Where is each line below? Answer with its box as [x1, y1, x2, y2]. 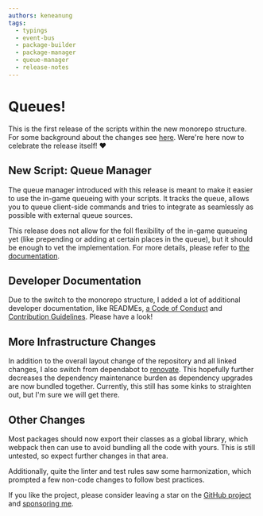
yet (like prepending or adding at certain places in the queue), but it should [8, 234, 253, 243]
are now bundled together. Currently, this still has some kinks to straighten [8, 382, 252, 391]
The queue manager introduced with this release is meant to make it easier [8, 184, 253, 195]
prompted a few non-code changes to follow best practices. [8, 475, 205, 484]
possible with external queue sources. [8, 210, 133, 219]
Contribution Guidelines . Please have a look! [8, 312, 153, 322]
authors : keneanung [8, 11, 73, 20]
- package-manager [15, 48, 77, 56]
